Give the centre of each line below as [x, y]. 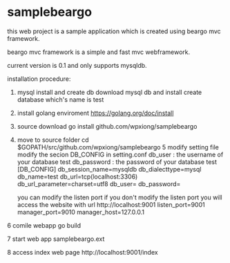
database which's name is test [60, 99]
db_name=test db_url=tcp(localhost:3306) [77, 176]
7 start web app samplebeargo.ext [56, 239]
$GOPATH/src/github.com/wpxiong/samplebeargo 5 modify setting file [118, 147]
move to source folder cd [53, 140]
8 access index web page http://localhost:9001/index [83, 252]
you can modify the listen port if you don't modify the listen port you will [119, 197]
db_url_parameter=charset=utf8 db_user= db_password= [99, 183]
